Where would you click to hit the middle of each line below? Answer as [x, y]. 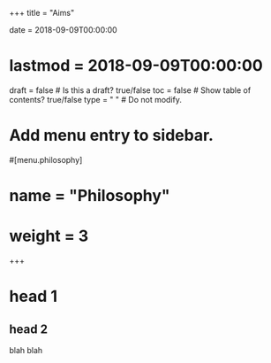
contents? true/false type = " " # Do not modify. [96, 99]
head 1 [33, 297]
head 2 [29, 329]
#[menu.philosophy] [46, 159]
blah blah [26, 350]
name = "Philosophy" [90, 196]
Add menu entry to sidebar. [112, 135]
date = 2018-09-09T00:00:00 [63, 30]
